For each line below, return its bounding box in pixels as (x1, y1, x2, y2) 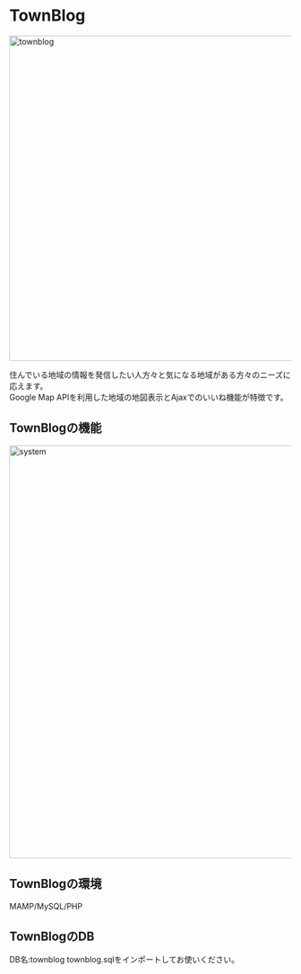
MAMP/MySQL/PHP (9, 901, 83, 911)
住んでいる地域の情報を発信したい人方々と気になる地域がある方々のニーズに (9, 369, 291, 380)
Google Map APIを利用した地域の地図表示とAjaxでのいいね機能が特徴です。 (9, 392, 288, 402)
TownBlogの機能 (9, 420, 102, 435)
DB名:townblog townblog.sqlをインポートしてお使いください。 (9, 954, 240, 965)
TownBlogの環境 (9, 876, 102, 892)
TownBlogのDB (9, 928, 95, 944)
